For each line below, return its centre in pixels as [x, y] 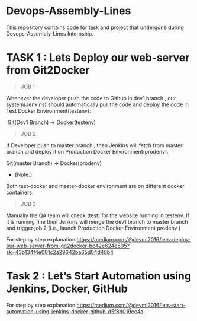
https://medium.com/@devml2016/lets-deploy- [134, 239]
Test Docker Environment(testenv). [49, 110]
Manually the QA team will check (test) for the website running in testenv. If [98, 215]
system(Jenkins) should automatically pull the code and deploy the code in [98, 104]
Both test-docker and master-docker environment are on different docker [95, 186]
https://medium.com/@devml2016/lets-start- [131, 305]
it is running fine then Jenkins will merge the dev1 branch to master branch [97, 221]
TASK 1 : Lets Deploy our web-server [98, 58]
